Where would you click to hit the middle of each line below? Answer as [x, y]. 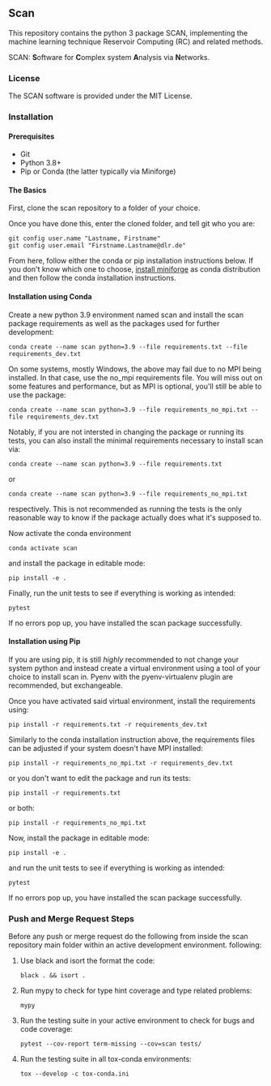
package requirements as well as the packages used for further [114, 323]
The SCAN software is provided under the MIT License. [100, 96]
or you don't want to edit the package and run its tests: [100, 778]
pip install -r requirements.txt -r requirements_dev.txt [108, 724]
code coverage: [46, 1029]
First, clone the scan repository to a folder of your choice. [104, 208]
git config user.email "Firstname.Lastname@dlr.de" [97, 246]
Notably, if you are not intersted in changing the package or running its [126, 431]
